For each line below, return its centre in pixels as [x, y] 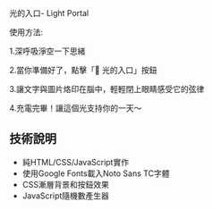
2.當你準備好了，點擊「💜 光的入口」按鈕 [83, 70]
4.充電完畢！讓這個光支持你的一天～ [76, 108]
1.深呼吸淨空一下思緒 [47, 51]
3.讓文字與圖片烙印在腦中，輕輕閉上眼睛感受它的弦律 [107, 89]
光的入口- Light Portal [49, 13]
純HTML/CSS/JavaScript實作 [76, 162]
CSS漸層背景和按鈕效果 [65, 184]
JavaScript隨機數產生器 [66, 196]
